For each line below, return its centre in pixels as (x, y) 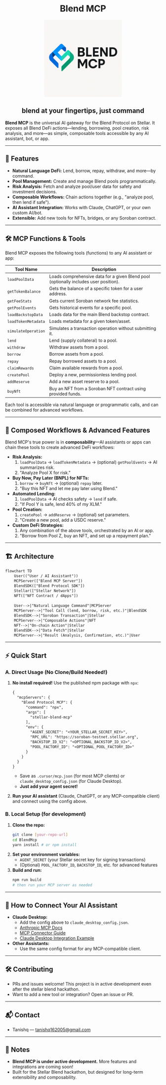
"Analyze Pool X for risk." (45, 472)
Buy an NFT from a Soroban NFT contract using (98, 388)
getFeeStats (20, 301)
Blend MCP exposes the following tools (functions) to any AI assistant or (79, 253)
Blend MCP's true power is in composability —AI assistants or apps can (78, 442)
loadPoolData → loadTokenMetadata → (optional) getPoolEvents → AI (88, 462)
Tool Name (26, 269)
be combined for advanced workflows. (44, 410)
